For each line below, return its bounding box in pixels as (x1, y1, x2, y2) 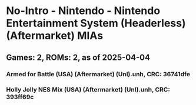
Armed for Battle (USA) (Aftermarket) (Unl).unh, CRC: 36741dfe (6, 70, 190, 78)
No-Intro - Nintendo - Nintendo (6, 4, 161, 18)
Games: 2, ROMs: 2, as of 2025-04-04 (6, 52, 150, 62)
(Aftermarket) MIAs (6, 29, 104, 42)
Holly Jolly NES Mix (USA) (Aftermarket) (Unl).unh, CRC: (6, 86, 171, 94)
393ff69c (6, 93, 34, 101)
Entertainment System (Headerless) (6, 16, 187, 30)
